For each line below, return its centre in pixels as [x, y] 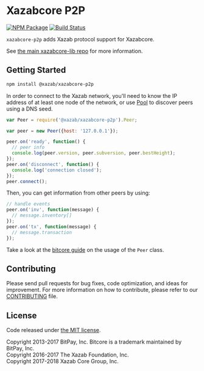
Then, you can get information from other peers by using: [78, 193]
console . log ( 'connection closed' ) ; [57, 170]
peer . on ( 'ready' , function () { [46, 142]
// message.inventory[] [42, 216]
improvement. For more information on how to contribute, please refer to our [102, 290]
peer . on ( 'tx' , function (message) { [51, 227]
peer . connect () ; [27, 181]
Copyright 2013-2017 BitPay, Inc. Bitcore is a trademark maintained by [94, 342]
